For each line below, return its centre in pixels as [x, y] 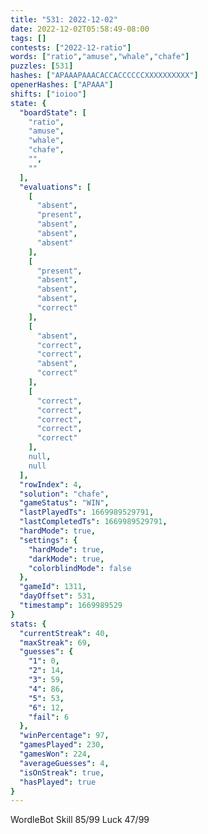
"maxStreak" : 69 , [55, 642]
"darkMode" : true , [66, 559]
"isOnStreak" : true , [62, 772]
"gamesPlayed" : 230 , [62, 745]
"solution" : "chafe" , [64, 494]
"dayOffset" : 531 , [58, 596]
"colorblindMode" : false [80, 568]
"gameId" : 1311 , [53, 587]
